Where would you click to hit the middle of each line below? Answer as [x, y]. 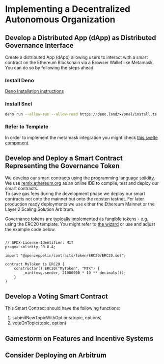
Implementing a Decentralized [68, 9]
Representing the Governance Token [62, 166]
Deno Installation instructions [35, 91]
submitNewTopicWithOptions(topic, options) [57, 318]
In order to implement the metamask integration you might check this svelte [82, 137]
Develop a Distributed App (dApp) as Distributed [81, 38]
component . [17, 143]
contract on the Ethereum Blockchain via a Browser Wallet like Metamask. [80, 62]
